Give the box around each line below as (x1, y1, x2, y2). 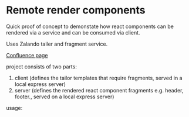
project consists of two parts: (6, 63, 77, 70)
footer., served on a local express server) (14, 93, 114, 100)
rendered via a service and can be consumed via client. (6, 29, 140, 36)
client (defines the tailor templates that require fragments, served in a (14, 74, 183, 81)
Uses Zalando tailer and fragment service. (6, 40, 108, 47)
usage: (6, 104, 23, 111)
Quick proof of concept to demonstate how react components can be (6, 23, 174, 30)
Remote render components (6, 4, 146, 17)
